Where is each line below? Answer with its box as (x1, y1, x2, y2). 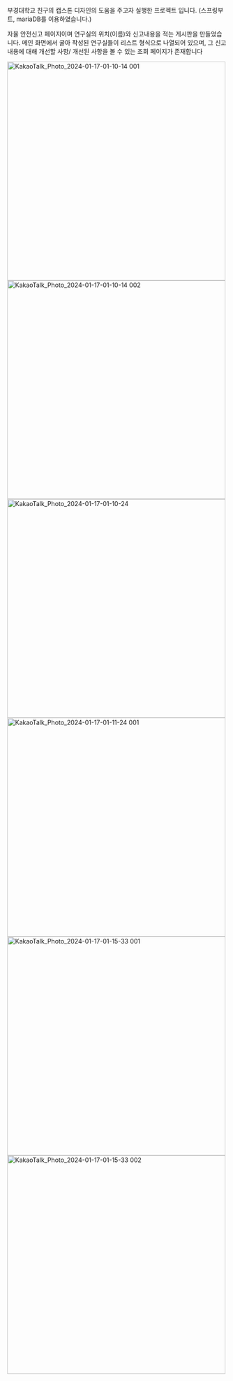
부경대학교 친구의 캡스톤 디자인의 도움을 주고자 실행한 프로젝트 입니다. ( (7, 6, 201, 14)
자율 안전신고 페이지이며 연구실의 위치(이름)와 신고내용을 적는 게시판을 (7, 30, 199, 38)
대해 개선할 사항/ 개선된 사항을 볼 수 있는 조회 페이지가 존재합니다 (25, 48, 203, 55)
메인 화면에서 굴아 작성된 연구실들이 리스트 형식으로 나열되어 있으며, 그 (22, 38, 214, 47)
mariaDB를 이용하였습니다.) (16, 15, 92, 23)
